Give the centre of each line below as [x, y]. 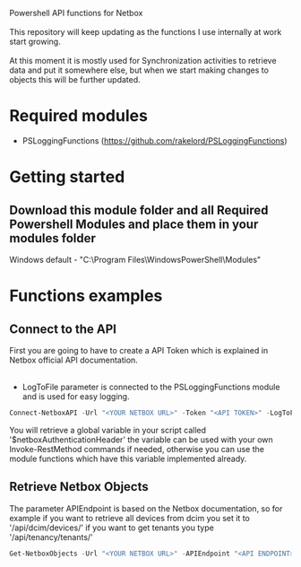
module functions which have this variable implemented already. [128, 458]
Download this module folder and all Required [139, 210]
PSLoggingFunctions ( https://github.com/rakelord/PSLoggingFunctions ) [155, 140]
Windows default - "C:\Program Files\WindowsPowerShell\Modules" [135, 259]
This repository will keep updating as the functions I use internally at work [146, 32]
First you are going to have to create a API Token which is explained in [139, 350]
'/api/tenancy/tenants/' [52, 536]
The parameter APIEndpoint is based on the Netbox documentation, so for [146, 508]
